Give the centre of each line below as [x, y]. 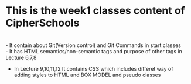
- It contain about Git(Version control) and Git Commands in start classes [93, 45]
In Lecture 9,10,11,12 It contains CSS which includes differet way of [93, 68]
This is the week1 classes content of [95, 11]
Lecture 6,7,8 [21, 57]
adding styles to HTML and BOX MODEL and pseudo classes [87, 75]
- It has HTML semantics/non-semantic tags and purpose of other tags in [94, 51]
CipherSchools [42, 23]
